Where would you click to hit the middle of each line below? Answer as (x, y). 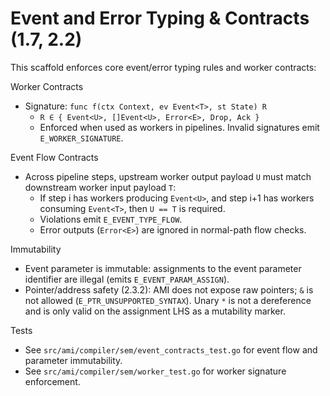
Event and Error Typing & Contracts (160, 18)
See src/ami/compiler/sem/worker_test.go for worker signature (155, 371)
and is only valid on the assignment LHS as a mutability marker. (155, 311)
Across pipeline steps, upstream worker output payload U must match (168, 176)
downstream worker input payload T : (100, 187)
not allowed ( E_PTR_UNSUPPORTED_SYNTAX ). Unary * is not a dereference (168, 300)
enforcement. (52, 381)
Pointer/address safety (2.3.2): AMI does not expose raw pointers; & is (169, 289)
